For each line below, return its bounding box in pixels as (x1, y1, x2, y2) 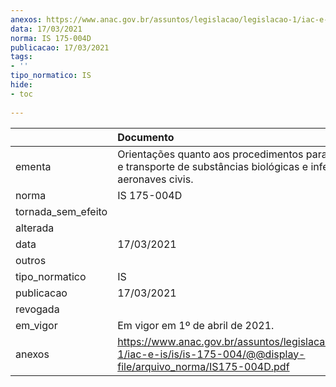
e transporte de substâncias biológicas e (117, 159, 309, 173)
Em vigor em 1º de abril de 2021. (117, 318, 275, 332)
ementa (15, 159, 52, 173)
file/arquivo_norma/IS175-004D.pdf (117, 359, 290, 373)
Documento (117, 130, 175, 144)
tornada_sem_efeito (15, 204, 108, 218)
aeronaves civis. (117, 172, 194, 186)
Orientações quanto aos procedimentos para (117, 147, 328, 161)
